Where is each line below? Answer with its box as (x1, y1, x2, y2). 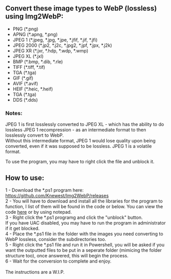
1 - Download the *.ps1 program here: (5, 187, 84, 193)
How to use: (5, 173, 45, 182)
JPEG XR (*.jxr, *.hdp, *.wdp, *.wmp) (12, 47, 89, 53)
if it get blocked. (5, 225, 40, 231)
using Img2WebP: (5, 12, 64, 21)
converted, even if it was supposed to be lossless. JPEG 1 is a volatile (5, 143, 152, 150)
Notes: (5, 109, 23, 117)
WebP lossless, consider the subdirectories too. (5, 236, 106, 242)
